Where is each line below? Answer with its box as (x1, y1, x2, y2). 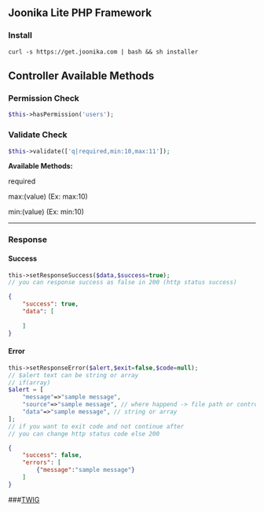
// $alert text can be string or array (8, 371, 139, 379)
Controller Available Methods (8, 69, 155, 83)
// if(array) (8, 378, 51, 387)
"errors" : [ (22, 458, 61, 467)
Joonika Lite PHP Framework (8, 6, 152, 20)
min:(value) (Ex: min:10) (8, 207, 85, 217)
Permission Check (8, 93, 80, 103)
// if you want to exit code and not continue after (8, 422, 185, 430)
